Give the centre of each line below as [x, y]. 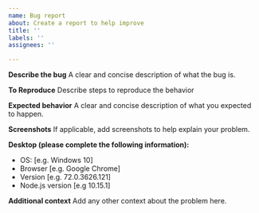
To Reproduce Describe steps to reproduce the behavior [101, 90]
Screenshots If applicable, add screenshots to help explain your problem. [129, 130]
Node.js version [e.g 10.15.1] [65, 186]
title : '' [25, 30]
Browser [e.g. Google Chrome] [70, 168]
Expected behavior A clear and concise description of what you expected [130, 106]
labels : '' [26, 38]
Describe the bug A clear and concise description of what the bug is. [122, 75]
